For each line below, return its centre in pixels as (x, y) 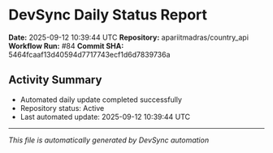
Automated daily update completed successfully (101, 100)
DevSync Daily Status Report (108, 15)
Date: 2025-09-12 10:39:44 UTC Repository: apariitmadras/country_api (129, 37)
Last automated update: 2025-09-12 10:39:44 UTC (105, 117)
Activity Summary (55, 80)
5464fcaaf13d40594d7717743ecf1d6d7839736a (89, 54)
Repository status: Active (62, 108)
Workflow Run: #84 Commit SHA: (66, 45)
